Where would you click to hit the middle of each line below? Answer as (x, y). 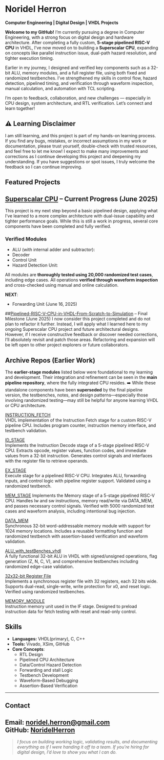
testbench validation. (26, 431)
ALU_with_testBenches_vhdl (33, 551)
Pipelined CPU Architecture (47, 660)
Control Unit (24, 260)
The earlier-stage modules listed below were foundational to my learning (79, 372)
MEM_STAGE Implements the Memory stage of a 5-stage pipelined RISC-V (80, 495)
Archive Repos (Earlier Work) (50, 360)
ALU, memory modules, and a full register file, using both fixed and (79, 73)
